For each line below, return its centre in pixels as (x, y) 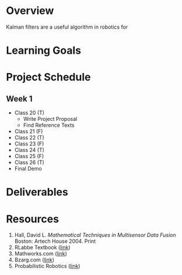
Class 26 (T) (29, 162)
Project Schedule (48, 77)
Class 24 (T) (29, 150)
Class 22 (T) (29, 138)
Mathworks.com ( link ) (41, 254)
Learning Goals (44, 51)
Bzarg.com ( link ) (34, 260)
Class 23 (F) (29, 144)
